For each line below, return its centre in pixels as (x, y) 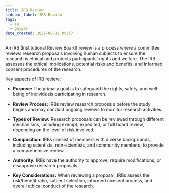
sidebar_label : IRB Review (34, 15)
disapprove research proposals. (46, 165)
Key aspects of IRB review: (33, 79)
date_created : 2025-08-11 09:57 (39, 33)
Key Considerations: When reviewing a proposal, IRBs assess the (81, 175)
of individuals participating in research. (66, 94)
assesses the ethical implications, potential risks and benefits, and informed (84, 64)
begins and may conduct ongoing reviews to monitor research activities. (88, 109)
